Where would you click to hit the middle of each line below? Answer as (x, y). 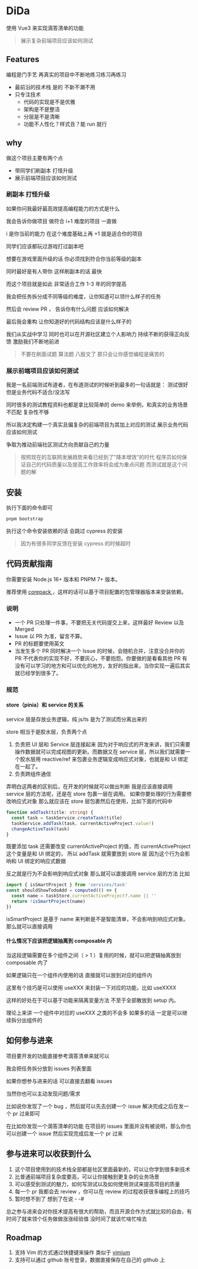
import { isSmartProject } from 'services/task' (67, 885)
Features (23, 59)
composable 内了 (27, 963)
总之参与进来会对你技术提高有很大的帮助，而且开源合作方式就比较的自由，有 (99, 1211)
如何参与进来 (29, 1041)
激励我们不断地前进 (36, 341)
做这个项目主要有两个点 (34, 158)
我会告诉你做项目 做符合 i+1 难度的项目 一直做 (62, 221)
